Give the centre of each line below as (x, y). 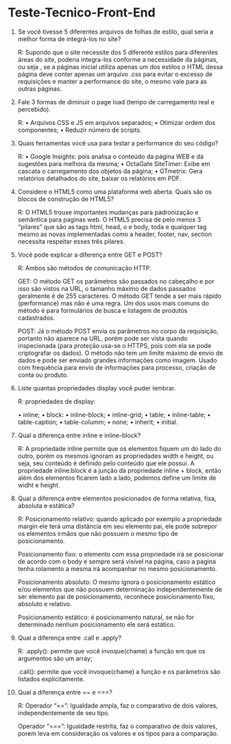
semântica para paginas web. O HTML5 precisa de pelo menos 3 (109, 219)
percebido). (34, 109)
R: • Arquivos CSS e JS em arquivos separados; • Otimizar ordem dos (117, 122)
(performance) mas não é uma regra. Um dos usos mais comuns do (113, 303)
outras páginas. (40, 89)
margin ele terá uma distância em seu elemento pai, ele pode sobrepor (118, 526)
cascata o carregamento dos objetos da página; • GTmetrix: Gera (110, 171)
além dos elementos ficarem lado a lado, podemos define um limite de (117, 478)
